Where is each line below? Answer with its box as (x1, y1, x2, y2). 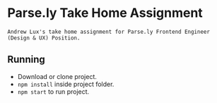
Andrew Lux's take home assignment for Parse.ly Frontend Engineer (7, 28, 211, 35)
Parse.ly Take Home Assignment (7, 5, 203, 21)
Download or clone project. (17, 72, 97, 80)
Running (7, 54, 46, 66)
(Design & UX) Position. (7, 34, 81, 42)
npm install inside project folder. (17, 80, 115, 88)
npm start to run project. (17, 87, 90, 96)
